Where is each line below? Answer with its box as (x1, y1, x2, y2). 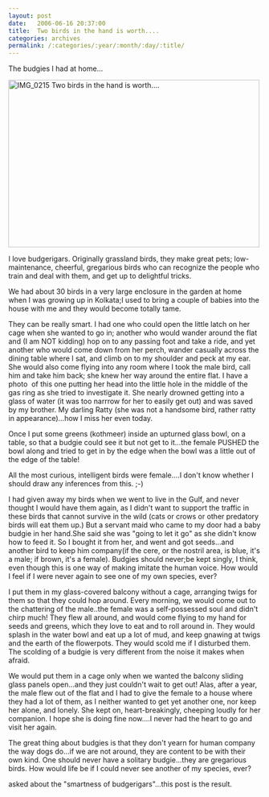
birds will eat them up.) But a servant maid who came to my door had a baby (8, 520, 261, 530)
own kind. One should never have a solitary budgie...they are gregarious (8, 755, 247, 765)
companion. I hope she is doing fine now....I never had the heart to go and (8, 714, 253, 724)
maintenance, (8, 262, 54, 272)
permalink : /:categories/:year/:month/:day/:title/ (8, 42, 185, 50)
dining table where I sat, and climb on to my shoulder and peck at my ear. (8, 353, 251, 363)
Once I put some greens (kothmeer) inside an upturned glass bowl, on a (8, 429, 247, 439)
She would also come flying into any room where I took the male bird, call (8, 362, 251, 372)
